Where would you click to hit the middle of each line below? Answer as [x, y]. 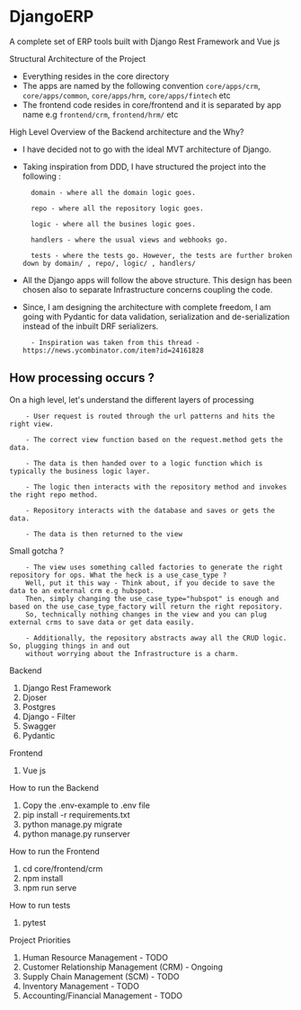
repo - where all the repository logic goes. [117, 208]
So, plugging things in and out [70, 646]
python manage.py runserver [76, 834]
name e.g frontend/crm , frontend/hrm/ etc [100, 114]
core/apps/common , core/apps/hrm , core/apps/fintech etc [126, 95]
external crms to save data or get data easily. [102, 622]
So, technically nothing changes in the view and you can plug [146, 614]
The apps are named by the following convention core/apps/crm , [141, 85]
